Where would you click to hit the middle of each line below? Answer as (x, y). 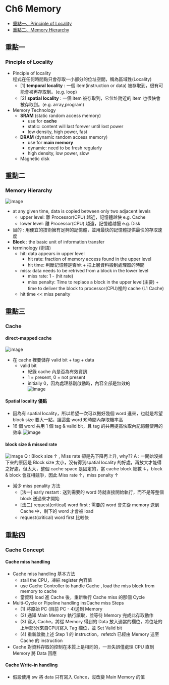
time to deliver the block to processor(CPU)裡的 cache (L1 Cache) (96, 289)
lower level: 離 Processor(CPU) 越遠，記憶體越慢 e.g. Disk (80, 224)
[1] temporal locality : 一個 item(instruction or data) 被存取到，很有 (89, 85)
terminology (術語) (32, 248)
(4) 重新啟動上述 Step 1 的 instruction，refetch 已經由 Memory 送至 (90, 634)
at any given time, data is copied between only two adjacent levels (81, 211)
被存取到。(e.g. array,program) (52, 104)
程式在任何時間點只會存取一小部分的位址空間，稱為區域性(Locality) (82, 79)
